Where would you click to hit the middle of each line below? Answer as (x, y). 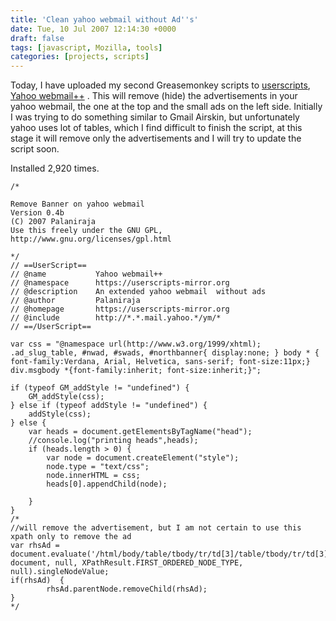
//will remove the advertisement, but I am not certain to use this (156, 528)
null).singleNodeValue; (60, 572)
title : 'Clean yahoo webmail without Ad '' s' (104, 19)
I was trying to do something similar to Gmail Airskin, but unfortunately (155, 117)
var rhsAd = (35, 546)
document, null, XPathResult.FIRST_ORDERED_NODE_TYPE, (127, 563)
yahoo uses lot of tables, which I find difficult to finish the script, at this (156, 128)
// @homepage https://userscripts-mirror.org (120, 309)
